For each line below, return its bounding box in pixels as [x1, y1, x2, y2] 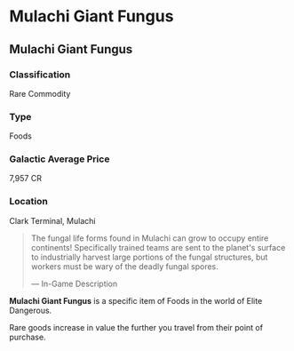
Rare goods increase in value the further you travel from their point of [9, 322, 264, 332]
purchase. [9, 331, 46, 342]
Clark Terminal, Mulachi [9, 215, 96, 226]
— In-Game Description [30, 278, 118, 289]
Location [9, 195, 49, 208]
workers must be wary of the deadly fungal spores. [30, 260, 219, 272]
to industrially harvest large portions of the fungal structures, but [30, 251, 268, 262]
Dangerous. [9, 305, 52, 315]
